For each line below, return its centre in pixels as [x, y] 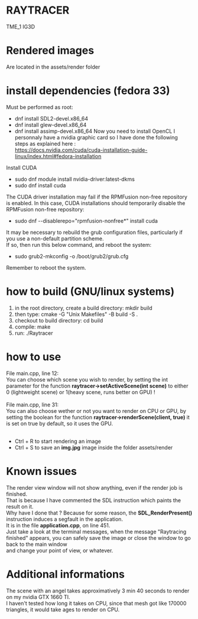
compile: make [33, 327]
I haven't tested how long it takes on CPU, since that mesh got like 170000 [96, 603]
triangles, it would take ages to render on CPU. [63, 610]
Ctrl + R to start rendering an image [58, 441]
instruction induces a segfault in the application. [64, 519]
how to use [34, 356]
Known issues [41, 471]
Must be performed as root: [40, 107]
